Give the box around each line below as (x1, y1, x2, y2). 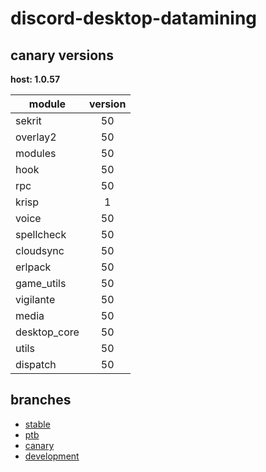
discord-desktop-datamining (10, 7, 258, 30)
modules (15, 147, 57, 160)
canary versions (10, 47, 114, 64)
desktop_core (15, 325, 80, 339)
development (24, 450, 80, 462)
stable (24, 418, 51, 430)
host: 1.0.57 (10, 73, 61, 85)
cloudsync (15, 244, 65, 257)
